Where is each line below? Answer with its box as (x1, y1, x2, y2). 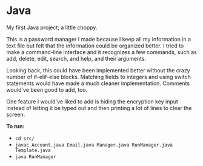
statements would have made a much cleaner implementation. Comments (6, 80, 190, 87)
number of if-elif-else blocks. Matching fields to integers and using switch (6, 73, 191, 80)
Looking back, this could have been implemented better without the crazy (6, 66, 190, 74)
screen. (6, 111, 25, 118)
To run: (6, 122, 25, 130)
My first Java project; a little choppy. (6, 24, 98, 31)
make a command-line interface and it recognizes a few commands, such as (6, 48, 197, 55)
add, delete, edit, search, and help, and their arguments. (6, 55, 147, 62)
